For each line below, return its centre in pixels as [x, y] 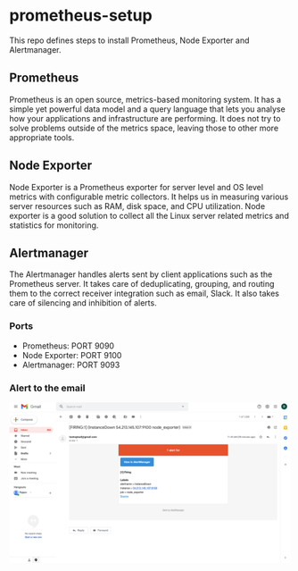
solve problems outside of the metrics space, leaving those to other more [144, 128]
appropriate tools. [42, 137]
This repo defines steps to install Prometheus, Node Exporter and [129, 40]
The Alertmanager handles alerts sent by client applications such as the [141, 274]
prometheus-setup [81, 16]
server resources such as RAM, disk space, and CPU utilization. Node [137, 206]
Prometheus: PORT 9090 [68, 346]
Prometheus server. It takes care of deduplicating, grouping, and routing [142, 284]
